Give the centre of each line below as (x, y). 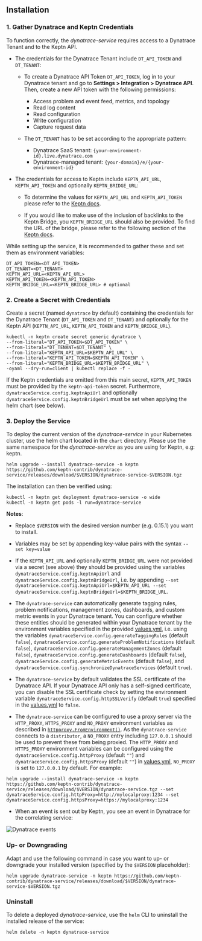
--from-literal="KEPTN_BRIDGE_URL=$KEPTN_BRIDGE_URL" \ (78, 363)
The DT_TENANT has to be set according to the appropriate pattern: (105, 138)
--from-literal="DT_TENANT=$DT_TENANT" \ (59, 347)
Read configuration (57, 114)
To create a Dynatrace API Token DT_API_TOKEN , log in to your (99, 76)
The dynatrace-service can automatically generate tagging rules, (96, 603)
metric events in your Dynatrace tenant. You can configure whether (99, 616)
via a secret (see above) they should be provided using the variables (100, 567)
